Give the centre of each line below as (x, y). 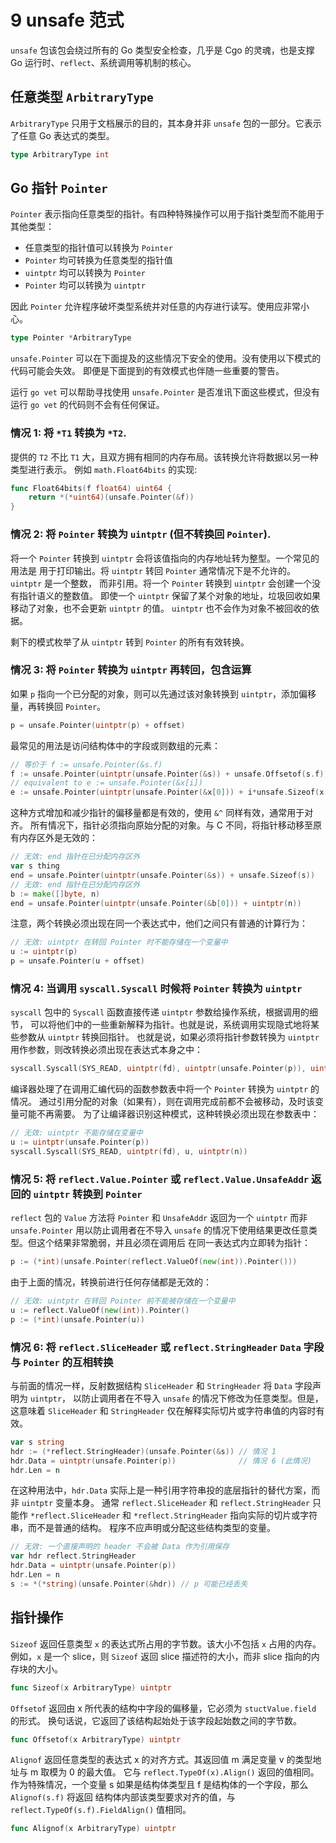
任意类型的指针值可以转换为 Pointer (98, 248)
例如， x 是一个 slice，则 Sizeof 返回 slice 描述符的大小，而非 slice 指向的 (161, 1656)
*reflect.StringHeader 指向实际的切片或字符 (225, 1515)
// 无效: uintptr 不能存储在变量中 (76, 1133)
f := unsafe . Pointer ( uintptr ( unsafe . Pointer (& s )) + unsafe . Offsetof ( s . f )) (169, 774)
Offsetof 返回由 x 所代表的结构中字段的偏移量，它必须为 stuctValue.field (163, 1708)
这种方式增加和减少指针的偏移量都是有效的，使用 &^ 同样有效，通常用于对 (162, 813)
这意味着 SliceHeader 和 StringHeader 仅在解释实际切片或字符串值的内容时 (163, 1410)
